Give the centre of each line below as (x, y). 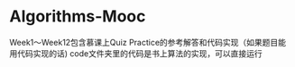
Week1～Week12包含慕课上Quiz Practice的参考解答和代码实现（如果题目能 (148, 42)
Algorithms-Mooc (78, 17)
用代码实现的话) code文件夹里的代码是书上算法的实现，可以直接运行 (136, 53)
